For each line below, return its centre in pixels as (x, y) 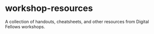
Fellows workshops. (25, 26)
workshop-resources (49, 8)
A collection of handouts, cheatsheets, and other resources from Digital (77, 22)
